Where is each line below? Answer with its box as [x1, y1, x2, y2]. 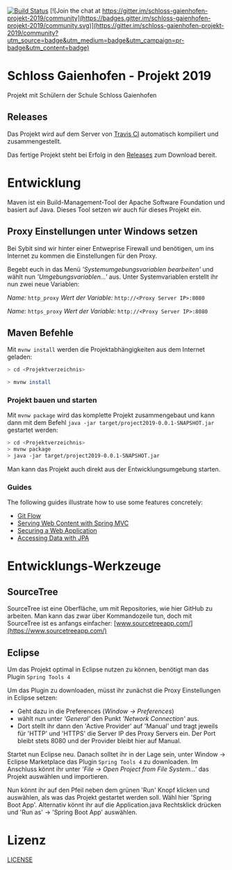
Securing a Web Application [17, 527, 97, 535]
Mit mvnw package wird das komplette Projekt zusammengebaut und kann [7, 411, 215, 419]
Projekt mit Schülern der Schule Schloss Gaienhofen [7, 91, 157, 99]
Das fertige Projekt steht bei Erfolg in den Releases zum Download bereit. [7, 150, 217, 159]
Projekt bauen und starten [7, 395, 97, 405]
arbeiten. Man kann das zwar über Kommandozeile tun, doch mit [7, 612, 192, 620]
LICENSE [7, 855, 33, 864]
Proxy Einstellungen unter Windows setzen [7, 226, 198, 238]
